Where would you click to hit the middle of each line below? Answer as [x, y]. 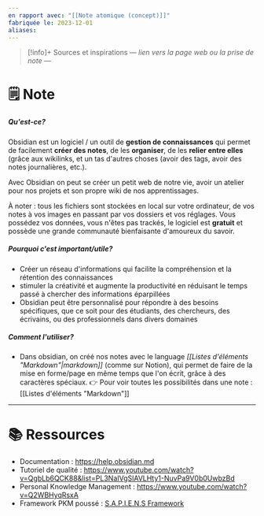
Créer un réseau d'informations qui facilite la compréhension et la [125, 269]
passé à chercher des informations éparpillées [95, 294]
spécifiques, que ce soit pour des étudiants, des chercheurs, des [125, 310]
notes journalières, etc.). [48, 167]
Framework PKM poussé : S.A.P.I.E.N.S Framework [102, 503]
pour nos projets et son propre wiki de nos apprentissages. [103, 191]
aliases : [22, 30]
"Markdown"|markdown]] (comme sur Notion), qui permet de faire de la [136, 365]
